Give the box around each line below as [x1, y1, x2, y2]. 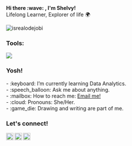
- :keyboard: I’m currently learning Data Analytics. [6, 80, 127, 87]
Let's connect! [6, 119, 49, 127]
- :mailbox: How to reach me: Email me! [6, 92, 101, 99]
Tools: [6, 39, 25, 47]
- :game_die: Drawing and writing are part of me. [6, 105, 124, 112]
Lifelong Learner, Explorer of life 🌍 [6, 11, 91, 18]
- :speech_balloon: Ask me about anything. [6, 86, 110, 93]
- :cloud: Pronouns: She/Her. [6, 98, 75, 106]
